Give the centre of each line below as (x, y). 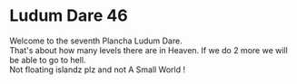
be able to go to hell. (48, 60)
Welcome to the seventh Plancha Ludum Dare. (96, 41)
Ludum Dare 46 (69, 16)
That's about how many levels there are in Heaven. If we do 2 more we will (148, 50)
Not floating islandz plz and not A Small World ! (98, 70)
